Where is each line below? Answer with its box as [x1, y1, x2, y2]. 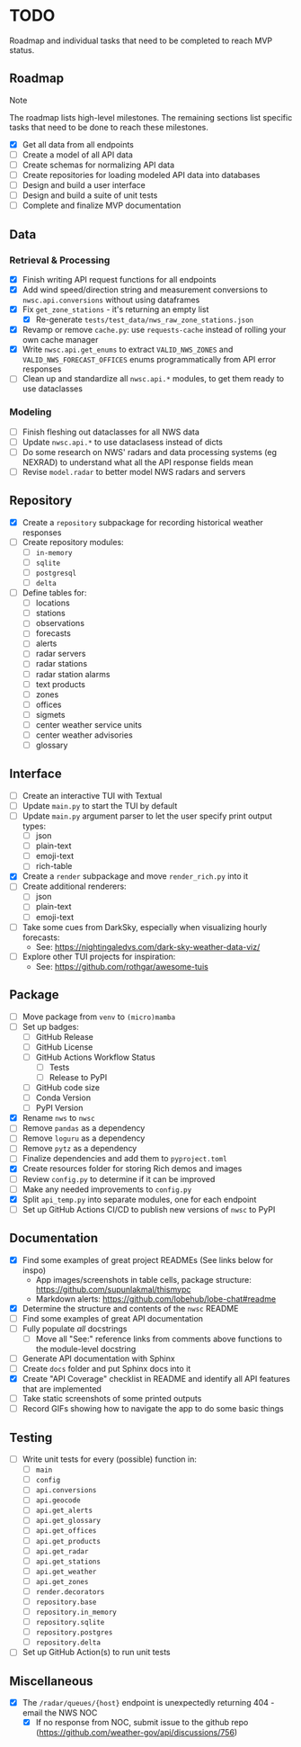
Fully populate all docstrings [22, 1323, 128, 1334]
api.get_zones [35, 1577, 89, 1586]
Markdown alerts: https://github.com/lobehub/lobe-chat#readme [35, 1293, 277, 1304]
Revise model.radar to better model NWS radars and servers [22, 466, 246, 477]
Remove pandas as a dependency [22, 1123, 146, 1133]
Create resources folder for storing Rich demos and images [22, 1163, 243, 1174]
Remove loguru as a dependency [22, 1133, 146, 1143]
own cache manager [22, 335, 99, 345]
